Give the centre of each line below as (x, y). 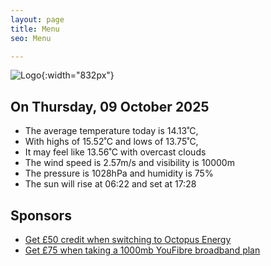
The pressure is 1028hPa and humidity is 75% (119, 173)
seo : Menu (31, 38)
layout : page (37, 19)
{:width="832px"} (78, 75)
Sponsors (41, 215)
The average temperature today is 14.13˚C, (111, 131)
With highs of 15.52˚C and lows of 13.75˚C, (111, 142)
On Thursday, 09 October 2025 (110, 106)
